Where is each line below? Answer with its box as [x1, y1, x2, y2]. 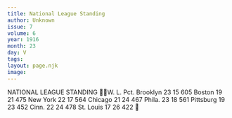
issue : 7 [7, 23, 33, 30]
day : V [7, 50, 27, 57]
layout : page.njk [7, 62, 58, 69]
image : [7, 68, 27, 75]
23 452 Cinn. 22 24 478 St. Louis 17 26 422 [7, 103, 134, 111]
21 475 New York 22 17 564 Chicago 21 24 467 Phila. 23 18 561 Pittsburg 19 [7, 95, 225, 103]
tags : [7, 56, 23, 63]
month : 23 [7, 43, 37, 50]
